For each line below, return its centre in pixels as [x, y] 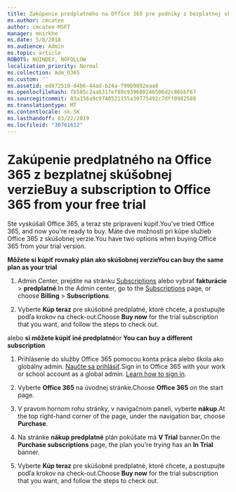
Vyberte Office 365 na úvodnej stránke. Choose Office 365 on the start [120, 388]
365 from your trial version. [47, 246]
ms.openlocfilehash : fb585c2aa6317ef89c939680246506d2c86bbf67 [102, 92]
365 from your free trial [77, 204]
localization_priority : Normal [53, 66]
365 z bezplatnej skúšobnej [90, 175]
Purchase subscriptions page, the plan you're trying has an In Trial [115, 445]
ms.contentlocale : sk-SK [44, 112]
